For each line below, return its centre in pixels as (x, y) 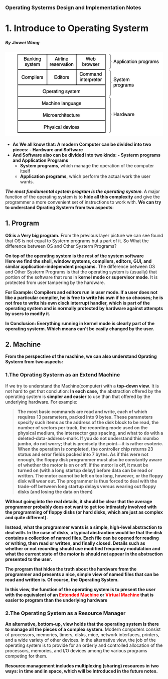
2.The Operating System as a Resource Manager (65, 613)
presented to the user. (29, 559)
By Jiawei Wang (23, 42)
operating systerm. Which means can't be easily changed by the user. (80, 329)
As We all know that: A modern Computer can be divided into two (82, 144)
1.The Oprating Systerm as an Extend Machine (63, 375)
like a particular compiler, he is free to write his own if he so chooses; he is (84, 298)
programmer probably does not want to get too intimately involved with (81, 507)
